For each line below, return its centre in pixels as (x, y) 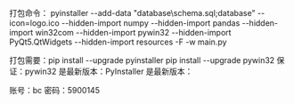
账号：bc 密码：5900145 (55, 90)
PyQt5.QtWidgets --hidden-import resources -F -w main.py (118, 42)
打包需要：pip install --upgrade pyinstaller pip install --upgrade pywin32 (142, 60)
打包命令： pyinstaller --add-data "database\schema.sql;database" (132, 13)
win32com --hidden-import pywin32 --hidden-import (133, 32)
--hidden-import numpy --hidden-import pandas (151, 23)
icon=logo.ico (34, 23)
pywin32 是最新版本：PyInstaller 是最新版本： (109, 71)
